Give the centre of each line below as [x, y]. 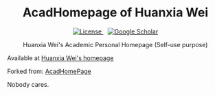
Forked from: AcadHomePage [49, 71]
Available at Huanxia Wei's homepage [60, 58]
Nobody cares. [28, 84]
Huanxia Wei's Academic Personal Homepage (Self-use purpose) [115, 44]
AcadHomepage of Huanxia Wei [115, 13]
